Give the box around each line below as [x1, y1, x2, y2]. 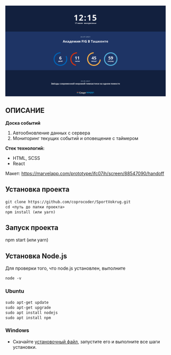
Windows [5, 327, 30, 334]
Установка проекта [5, 185, 70, 194]
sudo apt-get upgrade [5, 305, 51, 310]
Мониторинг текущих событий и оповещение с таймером [12, 135, 138, 141]
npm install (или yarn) [5, 209, 56, 215]
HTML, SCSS [12, 155, 40, 161]
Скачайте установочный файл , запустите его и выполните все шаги [12, 338, 160, 345]
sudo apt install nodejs [5, 310, 58, 315]
